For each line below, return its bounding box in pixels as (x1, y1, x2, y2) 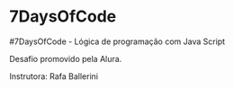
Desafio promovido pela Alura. (9, 53, 122, 64)
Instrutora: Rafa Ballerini (9, 70, 99, 82)
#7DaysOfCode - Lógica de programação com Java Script (9, 36, 226, 47)
